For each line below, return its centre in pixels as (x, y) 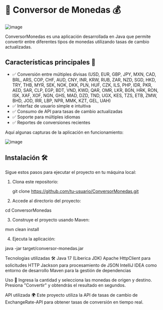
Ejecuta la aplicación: (34, 239)
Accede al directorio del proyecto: (47, 200)
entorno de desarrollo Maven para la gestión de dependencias (68, 270)
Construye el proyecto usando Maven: (51, 220)
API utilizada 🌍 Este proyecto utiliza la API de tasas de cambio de (71, 295)
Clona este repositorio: (35, 182)
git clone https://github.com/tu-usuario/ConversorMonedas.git (75, 191)
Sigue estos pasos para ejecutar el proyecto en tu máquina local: (71, 172)
